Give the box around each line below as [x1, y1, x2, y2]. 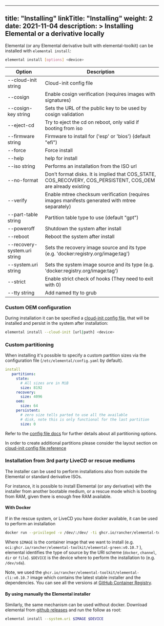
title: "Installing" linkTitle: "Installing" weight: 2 [5, 14, 153, 22]
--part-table [7, 211, 38, 218]
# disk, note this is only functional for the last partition [20, 417, 150, 422]
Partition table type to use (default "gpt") [44, 214, 139, 221]
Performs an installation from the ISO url [44, 162, 137, 169]
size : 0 [20, 422, 36, 426]
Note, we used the [5, 569, 42, 575]
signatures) [44, 96, 71, 103]
